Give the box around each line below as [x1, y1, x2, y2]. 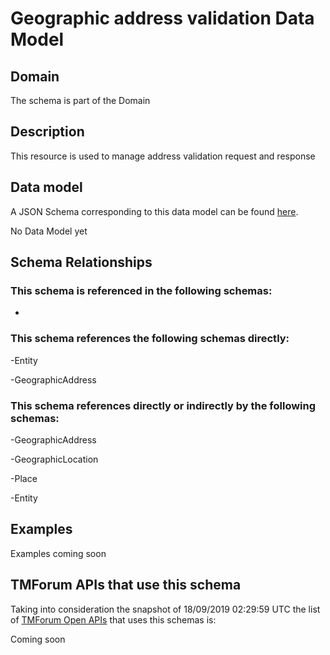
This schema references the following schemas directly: [10, 332, 290, 346]
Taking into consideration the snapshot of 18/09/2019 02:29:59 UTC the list [10, 603, 321, 615]
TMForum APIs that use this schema [10, 577, 242, 594]
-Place [10, 472, 38, 484]
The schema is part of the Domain [10, 95, 151, 106]
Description [10, 123, 85, 141]
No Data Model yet [10, 225, 88, 237]
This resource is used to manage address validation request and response [10, 150, 316, 162]
